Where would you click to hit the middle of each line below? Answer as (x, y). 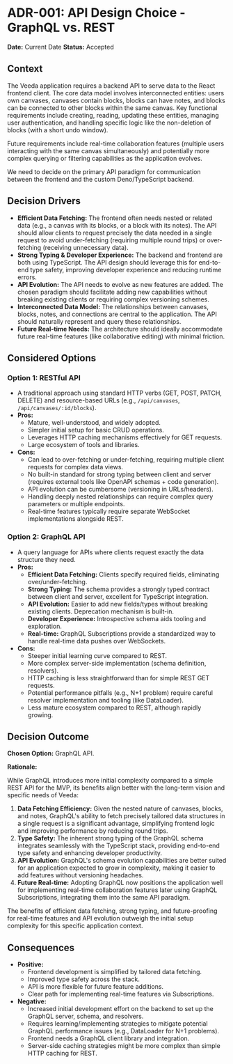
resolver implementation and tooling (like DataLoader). (106, 700)
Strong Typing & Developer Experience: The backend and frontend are (120, 255)
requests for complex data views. (75, 467)
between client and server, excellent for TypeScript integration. (118, 596)
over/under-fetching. (57, 581)
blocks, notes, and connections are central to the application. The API (117, 314)
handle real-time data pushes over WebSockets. (96, 641)
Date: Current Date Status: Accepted (61, 47)
